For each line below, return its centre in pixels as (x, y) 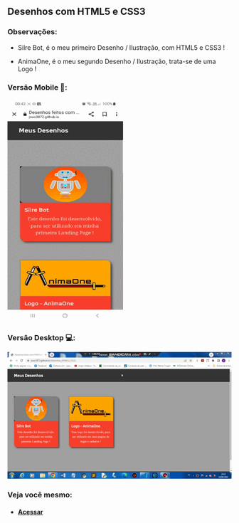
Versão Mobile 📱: (37, 87)
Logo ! (27, 69)
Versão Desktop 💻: (42, 337)
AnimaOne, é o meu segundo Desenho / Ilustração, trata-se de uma (117, 61)
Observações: (32, 32)
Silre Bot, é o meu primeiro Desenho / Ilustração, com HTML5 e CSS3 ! (121, 47)
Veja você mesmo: (40, 495)
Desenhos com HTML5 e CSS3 (76, 12)
